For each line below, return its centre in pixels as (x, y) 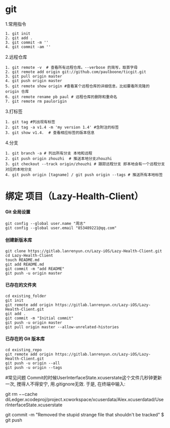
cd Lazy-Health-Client (29, 255)
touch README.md (22, 260)
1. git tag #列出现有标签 (30, 122)
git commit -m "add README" (35, 269)
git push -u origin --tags (34, 367)
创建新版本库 (19, 240)
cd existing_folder (26, 296)
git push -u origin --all (32, 363)
